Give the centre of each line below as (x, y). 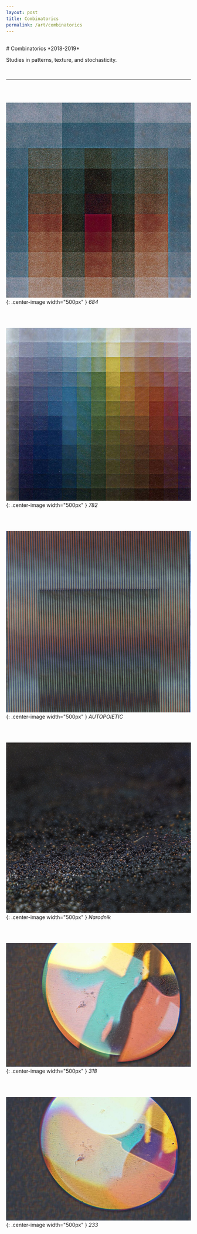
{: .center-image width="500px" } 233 (52, 1225)
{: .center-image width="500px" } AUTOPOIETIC (64, 717)
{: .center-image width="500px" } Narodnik (59, 917)
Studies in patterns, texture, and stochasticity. (62, 60)
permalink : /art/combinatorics (44, 25)
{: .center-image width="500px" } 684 (52, 302)
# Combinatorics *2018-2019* (43, 49)
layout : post (22, 12)
